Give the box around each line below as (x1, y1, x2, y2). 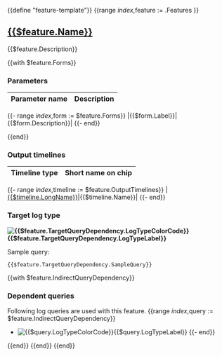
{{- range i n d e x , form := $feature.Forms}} (7, 111, 126, 120)
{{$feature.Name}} (7, 26, 93, 38)
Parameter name (11, 94, 68, 104)
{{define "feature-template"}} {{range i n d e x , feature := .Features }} (7, 6, 200, 14)
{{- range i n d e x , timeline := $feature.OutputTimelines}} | (7, 186, 168, 194)
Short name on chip (65, 168, 132, 178)
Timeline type (11, 168, 58, 178)
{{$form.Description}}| (7, 119, 73, 128)
